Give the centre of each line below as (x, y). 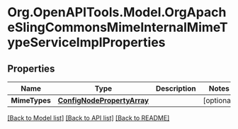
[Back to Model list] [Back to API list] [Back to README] (89, 118)
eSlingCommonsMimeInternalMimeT (118, 27)
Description (176, 88)
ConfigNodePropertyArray (103, 100)
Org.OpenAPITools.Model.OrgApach (117, 12)
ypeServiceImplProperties (86, 43)
